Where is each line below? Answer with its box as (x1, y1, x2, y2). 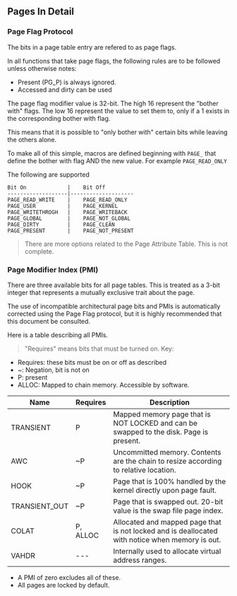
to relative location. (112, 464, 176, 474)
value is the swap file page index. (112, 506, 224, 515)
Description (149, 397, 190, 407)
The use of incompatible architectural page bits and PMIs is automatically (7, 302, 221, 310)
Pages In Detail (7, 6, 75, 18)
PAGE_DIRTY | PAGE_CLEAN (7, 221, 115, 228)
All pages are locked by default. (17, 580, 110, 589)
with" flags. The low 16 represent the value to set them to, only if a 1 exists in (7, 106, 230, 115)
